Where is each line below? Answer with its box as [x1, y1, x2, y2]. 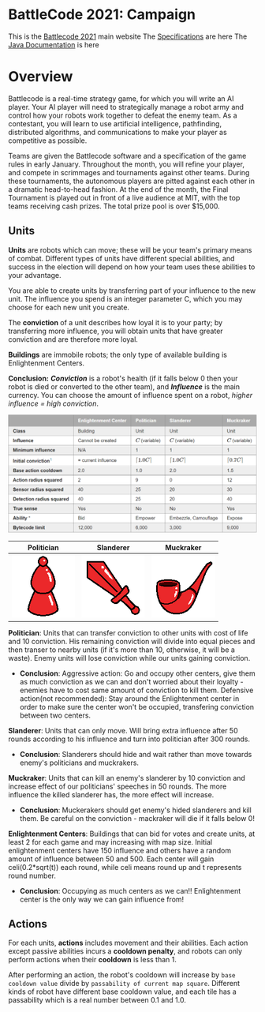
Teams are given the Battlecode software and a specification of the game [8, 151, 247, 160]
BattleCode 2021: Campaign [8, 6, 196, 24]
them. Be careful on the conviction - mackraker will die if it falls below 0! [19, 813, 255, 823]
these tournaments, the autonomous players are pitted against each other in [8, 176, 255, 186]
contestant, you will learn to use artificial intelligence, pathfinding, [8, 118, 222, 128]
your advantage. [8, 270, 62, 279]
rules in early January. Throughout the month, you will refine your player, [8, 159, 244, 169]
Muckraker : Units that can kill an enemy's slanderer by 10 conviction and [8, 773, 246, 782]
